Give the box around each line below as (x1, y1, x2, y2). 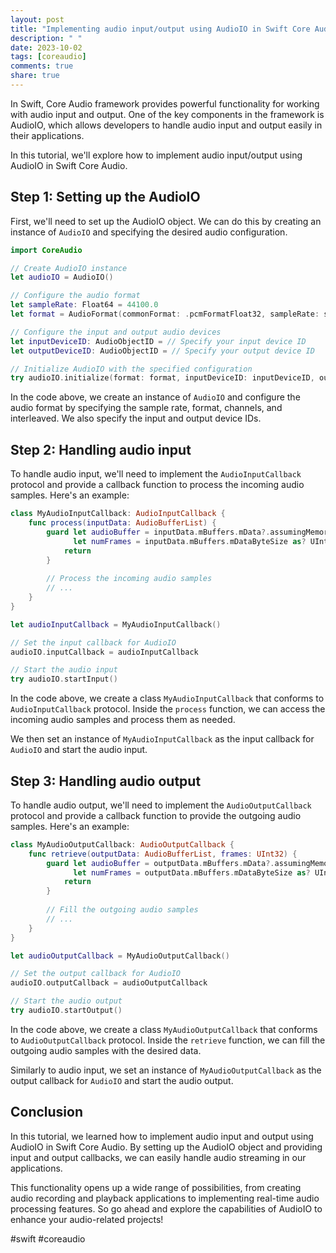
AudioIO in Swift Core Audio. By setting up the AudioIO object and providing (10, 1141, 323, 1153)
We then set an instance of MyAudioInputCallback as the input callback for (10, 733, 315, 745)
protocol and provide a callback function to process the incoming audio (10, 479, 305, 491)
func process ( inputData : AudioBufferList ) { (28, 518, 217, 528)
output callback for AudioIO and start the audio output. (10, 1074, 234, 1086)
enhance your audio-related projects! (10, 1213, 164, 1225)
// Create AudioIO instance (10, 263, 128, 273)
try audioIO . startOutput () (10, 1006, 123, 1016)
